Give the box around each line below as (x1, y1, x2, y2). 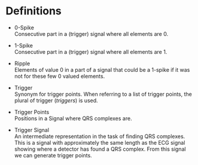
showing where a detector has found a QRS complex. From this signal (14, 145, 186, 152)
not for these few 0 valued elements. (14, 72, 105, 80)
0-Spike (14, 24, 34, 31)
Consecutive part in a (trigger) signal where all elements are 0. (14, 30, 169, 37)
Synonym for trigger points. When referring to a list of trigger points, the (14, 90, 192, 97)
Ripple (14, 60, 31, 67)
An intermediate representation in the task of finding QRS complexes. (14, 133, 185, 140)
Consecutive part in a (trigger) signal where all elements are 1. (14, 48, 167, 55)
